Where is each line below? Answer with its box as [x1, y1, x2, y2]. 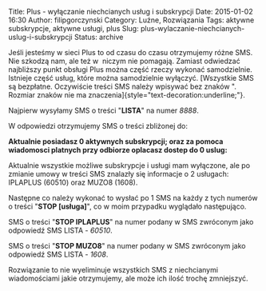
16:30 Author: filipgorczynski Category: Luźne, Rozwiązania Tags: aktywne [8, 15, 255, 25]
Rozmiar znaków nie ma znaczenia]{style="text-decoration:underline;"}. [8, 90, 246, 99]
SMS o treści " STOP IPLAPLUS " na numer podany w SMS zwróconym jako [8, 217, 254, 226]
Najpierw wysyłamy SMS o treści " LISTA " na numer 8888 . [8, 106, 200, 115]
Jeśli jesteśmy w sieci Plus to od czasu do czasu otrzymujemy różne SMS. [8, 48, 253, 57]
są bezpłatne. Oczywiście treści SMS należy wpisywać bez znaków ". [8, 82, 237, 91]
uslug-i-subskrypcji [8, 32, 73, 42]
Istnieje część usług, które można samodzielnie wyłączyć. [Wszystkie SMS [8, 74, 254, 82]
